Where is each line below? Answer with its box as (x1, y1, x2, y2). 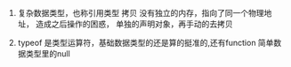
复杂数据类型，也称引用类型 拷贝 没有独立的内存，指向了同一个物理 (17, 8, 264, 18)
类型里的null (25, 48, 71, 59)
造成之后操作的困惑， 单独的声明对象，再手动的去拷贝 (35, 19, 233, 29)
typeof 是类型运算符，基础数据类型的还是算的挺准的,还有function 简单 (17, 38, 274, 48)
